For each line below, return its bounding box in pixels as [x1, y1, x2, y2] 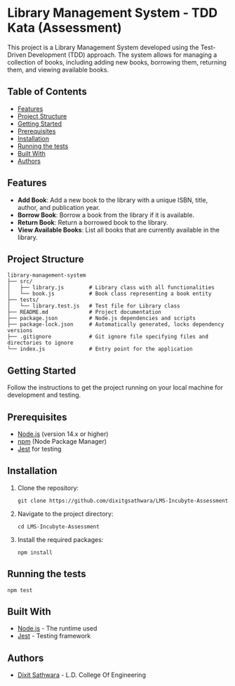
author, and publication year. [17, 203, 100, 211]
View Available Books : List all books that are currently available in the [17, 225, 220, 234]
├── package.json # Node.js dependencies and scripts [7, 315, 196, 322]
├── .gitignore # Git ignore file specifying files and [7, 334, 209, 341]
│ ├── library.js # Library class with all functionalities [7, 284, 215, 291]
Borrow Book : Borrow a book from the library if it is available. [17, 211, 195, 219]
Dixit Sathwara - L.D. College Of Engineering [17, 671, 146, 679]
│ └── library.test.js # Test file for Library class [7, 303, 180, 310]
